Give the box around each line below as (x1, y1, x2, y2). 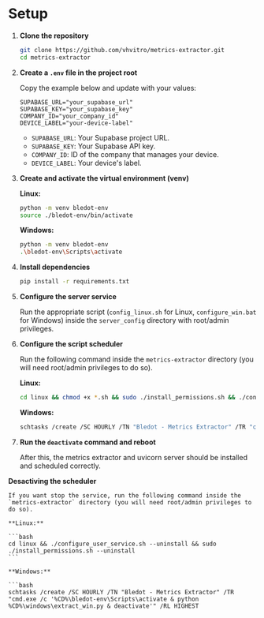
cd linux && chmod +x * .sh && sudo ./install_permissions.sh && (19, 394, 236, 402)
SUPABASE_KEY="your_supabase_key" (19, 105, 133, 113)
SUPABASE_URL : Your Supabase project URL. (31, 133, 170, 142)
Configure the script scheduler (19, 339, 124, 349)
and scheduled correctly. (19, 461, 101, 470)
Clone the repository (19, 31, 89, 40)
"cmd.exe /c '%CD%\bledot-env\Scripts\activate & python (8, 595, 199, 603)
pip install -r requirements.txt (19, 278, 130, 286)
